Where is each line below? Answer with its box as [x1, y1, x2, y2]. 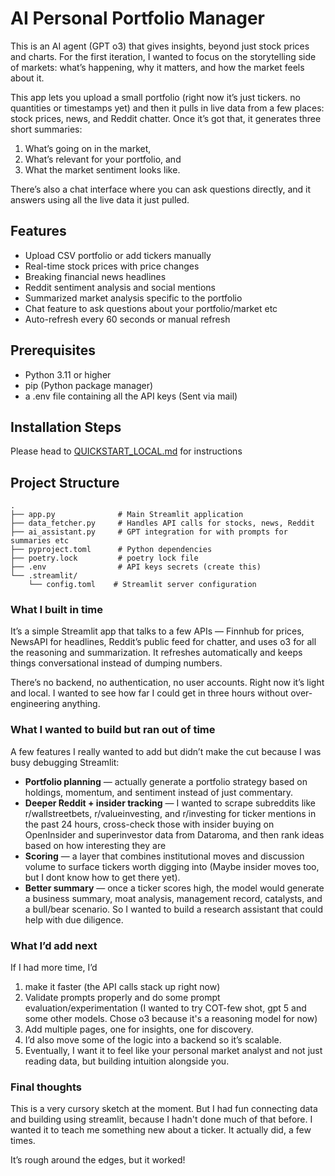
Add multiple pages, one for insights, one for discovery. [24, 1023, 254, 1036]
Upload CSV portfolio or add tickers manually [24, 249, 212, 261]
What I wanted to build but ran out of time [10, 723, 216, 737]
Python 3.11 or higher [24, 368, 112, 381]
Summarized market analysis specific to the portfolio [24, 292, 243, 304]
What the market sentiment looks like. [24, 163, 181, 176]
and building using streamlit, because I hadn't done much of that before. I [10, 1113, 313, 1126]
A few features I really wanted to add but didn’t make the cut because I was [10, 745, 322, 757]
